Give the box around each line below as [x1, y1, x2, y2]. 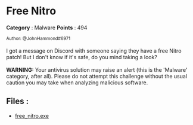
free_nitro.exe [14, 112, 49, 119]
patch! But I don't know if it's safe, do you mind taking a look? [6, 53, 158, 60]
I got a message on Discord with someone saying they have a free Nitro [6, 47, 182, 54]
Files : [6, 96, 29, 106]
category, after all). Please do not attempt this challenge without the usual [6, 72, 188, 80]
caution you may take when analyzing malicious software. [6, 79, 148, 86]
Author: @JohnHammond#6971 [6, 35, 70, 41]
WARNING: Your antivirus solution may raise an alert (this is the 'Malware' [6, 66, 188, 73]
